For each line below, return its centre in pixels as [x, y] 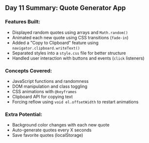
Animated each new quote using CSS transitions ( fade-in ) [70, 37]
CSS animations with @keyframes [44, 91]
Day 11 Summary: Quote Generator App [65, 8]
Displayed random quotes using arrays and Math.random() [70, 32]
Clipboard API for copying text [42, 96]
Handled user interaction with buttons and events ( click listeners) [78, 58]
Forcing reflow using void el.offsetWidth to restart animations [75, 102]
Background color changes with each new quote [61, 125]
